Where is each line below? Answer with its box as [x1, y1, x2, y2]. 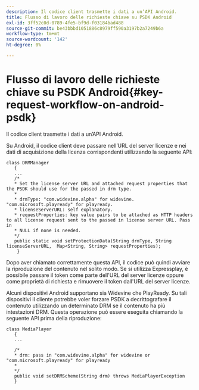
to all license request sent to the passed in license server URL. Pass [6, 217, 191, 223]
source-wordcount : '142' [6, 36, 68, 42]
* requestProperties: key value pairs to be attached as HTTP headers [14, 212, 194, 218]
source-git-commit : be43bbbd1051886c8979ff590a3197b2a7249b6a [6, 25, 164, 32]
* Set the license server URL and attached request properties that [14, 180, 188, 186]
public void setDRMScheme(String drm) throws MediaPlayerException [14, 373, 185, 379]
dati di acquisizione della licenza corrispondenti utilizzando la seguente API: [6, 148, 192, 155]
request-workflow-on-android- [6, 98, 165, 112]
